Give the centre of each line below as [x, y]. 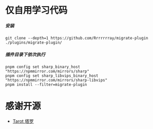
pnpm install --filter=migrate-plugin [46, 85]
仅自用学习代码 [36, 10]
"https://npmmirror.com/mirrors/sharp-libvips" [56, 80]
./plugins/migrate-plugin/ [34, 43]
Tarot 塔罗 [23, 121]
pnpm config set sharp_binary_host [43, 67]
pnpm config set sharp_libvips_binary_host [52, 76]
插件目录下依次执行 [25, 54]
